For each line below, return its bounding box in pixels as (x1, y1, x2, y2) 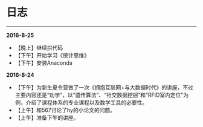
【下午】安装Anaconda (14, 59, 72, 67)
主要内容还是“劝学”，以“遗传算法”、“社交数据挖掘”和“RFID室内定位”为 (14, 91, 189, 99)
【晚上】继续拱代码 (14, 44, 63, 51)
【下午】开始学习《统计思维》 (14, 51, 89, 59)
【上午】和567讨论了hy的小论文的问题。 (14, 106, 116, 114)
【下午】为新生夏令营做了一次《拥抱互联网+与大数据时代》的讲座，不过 (14, 83, 194, 91)
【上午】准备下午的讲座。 (14, 114, 79, 121)
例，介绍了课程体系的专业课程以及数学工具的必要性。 (14, 99, 148, 106)
